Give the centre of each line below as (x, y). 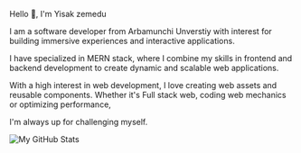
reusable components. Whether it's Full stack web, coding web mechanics (148, 95)
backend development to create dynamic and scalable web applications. (144, 68)
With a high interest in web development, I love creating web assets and (143, 85)
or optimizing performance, (60, 104)
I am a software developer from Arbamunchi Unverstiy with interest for (141, 31)
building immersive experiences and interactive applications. (122, 41)
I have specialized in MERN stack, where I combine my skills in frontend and (151, 58)
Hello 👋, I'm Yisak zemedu (58, 14)
